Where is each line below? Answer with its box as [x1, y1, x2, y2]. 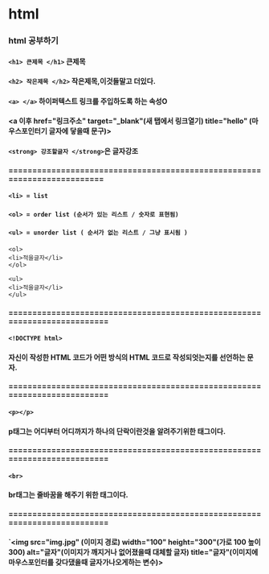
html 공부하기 [8, 35, 59, 47]
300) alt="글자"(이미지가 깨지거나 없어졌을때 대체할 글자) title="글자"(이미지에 [8, 547, 259, 556]
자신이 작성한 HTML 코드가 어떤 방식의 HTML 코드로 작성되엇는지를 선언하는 [8, 352, 247, 362]
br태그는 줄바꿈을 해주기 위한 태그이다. [8, 490, 128, 500]
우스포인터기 [8, 126, 48, 136]
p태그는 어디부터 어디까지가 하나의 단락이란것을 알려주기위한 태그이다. [8, 426, 226, 436]
